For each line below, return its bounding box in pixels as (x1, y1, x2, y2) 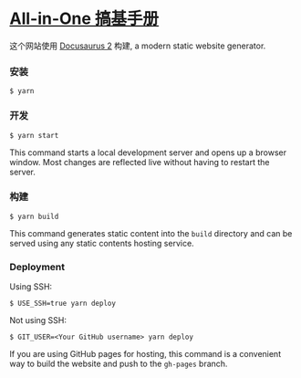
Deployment (9, 260, 66, 273)
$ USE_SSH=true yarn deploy (9, 299, 117, 309)
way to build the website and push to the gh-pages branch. (9, 358, 228, 370)
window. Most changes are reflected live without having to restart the (9, 156, 270, 167)
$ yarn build (9, 212, 59, 221)
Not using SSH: (9, 315, 67, 326)
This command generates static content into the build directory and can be (9, 227, 293, 238)
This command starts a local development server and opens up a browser (9, 147, 287, 158)
